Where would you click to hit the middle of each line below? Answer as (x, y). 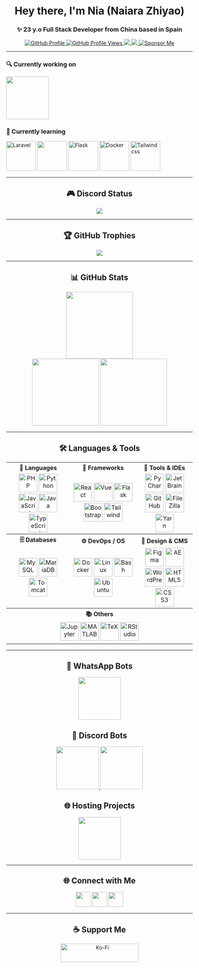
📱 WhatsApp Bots (99, 666)
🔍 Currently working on (41, 65)
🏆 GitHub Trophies (99, 236)
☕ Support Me (99, 930)
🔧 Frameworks (103, 468)
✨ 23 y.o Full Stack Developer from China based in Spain (99, 30)
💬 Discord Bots (99, 736)
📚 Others (99, 614)
